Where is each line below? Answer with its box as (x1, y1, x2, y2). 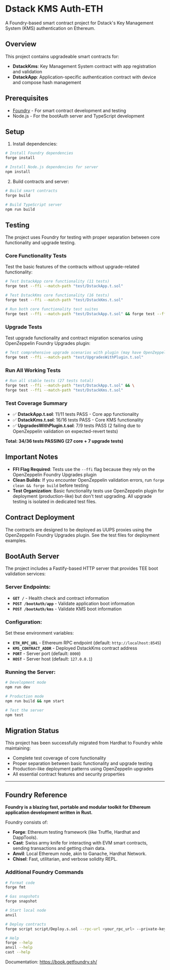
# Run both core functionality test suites (5, 306, 99, 312)
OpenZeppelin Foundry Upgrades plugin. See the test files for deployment (5, 532, 160, 538)
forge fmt (5, 885, 26, 890)
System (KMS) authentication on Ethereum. (5, 25, 96, 31)
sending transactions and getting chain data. (12, 845, 106, 851)
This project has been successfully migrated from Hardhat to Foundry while (5, 740, 163, 746)
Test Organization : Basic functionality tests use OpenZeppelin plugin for (12, 487, 164, 494)
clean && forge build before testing (12, 482, 89, 488)
